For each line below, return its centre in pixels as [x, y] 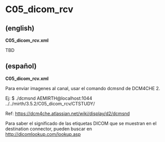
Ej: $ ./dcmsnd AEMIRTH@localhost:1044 [49, 98]
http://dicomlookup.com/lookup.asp [43, 134]
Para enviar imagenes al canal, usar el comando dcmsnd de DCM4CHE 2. [83, 88]
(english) [20, 28]
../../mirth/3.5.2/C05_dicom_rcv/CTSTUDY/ [50, 103]
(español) [21, 66]
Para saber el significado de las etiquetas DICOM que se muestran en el [81, 123]
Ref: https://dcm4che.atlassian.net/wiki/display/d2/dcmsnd [68, 113]
